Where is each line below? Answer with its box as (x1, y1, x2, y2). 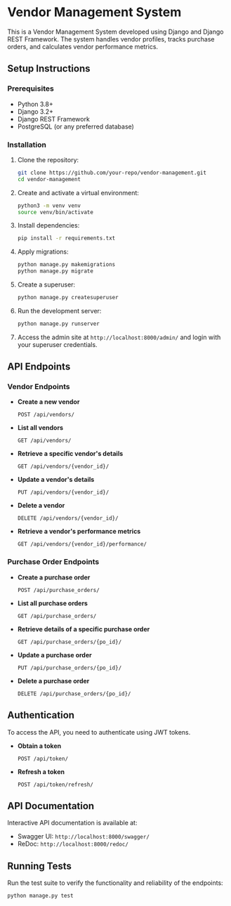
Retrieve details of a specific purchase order (17, 624, 150, 633)
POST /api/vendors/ (17, 412, 75, 419)
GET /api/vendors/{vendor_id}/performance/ (17, 541, 147, 548)
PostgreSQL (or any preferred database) (17, 122, 135, 131)
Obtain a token (17, 742, 62, 750)
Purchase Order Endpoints (7, 557, 100, 567)
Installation (7, 140, 47, 150)
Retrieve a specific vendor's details (17, 449, 124, 458)
